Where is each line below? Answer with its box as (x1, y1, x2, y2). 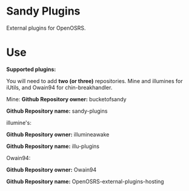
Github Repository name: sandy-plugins (6, 107, 108, 115)
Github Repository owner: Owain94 (6, 166, 97, 173)
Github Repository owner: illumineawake (6, 130, 110, 138)
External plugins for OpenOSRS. (6, 24, 86, 32)
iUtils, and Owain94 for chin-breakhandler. (6, 84, 113, 91)
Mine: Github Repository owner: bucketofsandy (6, 95, 127, 102)
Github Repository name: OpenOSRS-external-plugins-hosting (6, 178, 165, 185)
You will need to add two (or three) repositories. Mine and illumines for (6, 77, 183, 84)
